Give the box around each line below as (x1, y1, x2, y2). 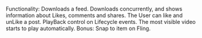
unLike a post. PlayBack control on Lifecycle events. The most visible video (6, 18, 196, 25)
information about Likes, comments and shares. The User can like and (6, 12, 183, 19)
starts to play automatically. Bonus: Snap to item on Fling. (6, 25, 151, 32)
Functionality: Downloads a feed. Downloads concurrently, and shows (6, 6, 182, 12)
